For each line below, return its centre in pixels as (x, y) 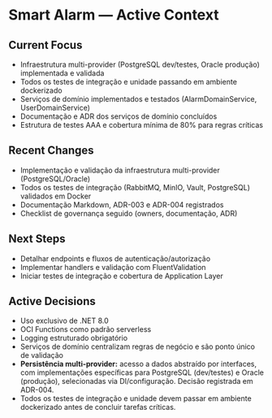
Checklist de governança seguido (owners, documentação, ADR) (129, 213)
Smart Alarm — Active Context (114, 15)
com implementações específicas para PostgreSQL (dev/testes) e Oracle (142, 372)
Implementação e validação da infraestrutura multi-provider (120, 170)
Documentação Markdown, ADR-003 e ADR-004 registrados (122, 204)
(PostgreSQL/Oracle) (55, 179)
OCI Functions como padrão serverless (86, 329)
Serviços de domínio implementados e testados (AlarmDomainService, (138, 99)
